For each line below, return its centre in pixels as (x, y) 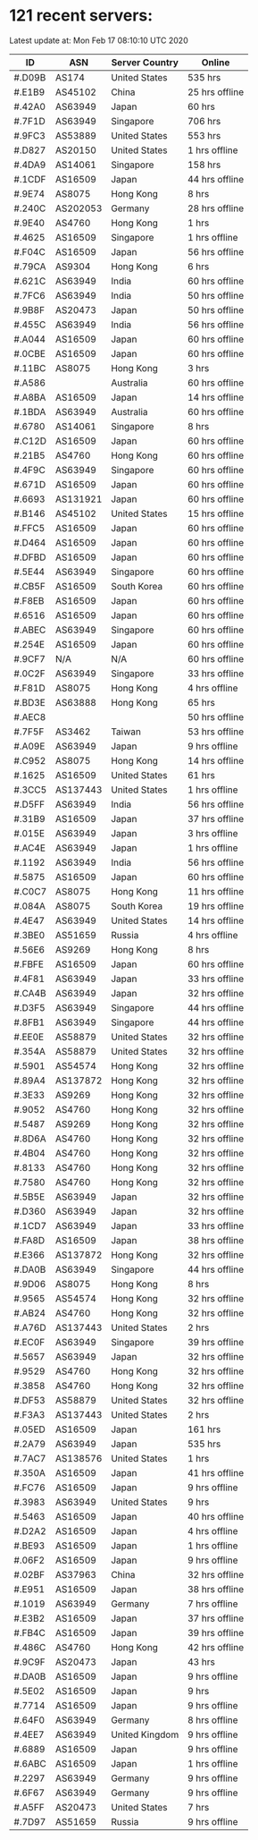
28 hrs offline (216, 208)
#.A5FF (29, 1807)
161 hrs (204, 1429)
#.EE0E (29, 1037)
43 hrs (201, 1662)
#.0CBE (30, 353)
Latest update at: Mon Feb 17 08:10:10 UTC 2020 (99, 40)
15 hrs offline (216, 513)
